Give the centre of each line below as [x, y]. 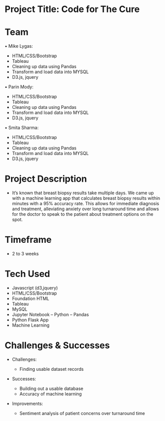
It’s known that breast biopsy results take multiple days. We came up [83, 193]
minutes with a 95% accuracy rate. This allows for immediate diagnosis [86, 204]
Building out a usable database [51, 388]
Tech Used [28, 274]
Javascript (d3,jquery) [35, 288]
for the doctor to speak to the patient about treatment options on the [82, 214]
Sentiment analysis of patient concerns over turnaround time [82, 413]
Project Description [46, 179]
